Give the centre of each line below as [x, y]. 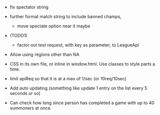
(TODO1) [18, 35]
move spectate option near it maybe [54, 26]
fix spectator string [29, 7]
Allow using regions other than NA [45, 54]
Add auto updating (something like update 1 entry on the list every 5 [79, 88]
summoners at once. [31, 108]
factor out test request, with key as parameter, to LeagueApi [78, 45]
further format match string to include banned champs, [65, 16]
